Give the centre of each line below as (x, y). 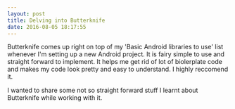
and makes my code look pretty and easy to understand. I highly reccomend (118, 69)
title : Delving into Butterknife (56, 20)
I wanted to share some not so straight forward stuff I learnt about (103, 90)
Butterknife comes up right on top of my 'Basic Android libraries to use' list (115, 47)
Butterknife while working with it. (55, 98)
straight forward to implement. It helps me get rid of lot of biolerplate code (115, 62)
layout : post (26, 14)
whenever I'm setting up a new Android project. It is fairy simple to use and (116, 54)
